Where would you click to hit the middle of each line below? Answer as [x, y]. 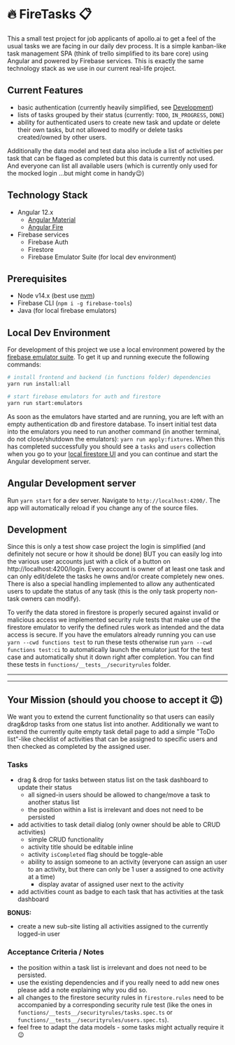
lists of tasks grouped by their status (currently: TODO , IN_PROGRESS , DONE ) [121, 114]
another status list [54, 802]
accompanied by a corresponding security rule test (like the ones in [115, 1004]
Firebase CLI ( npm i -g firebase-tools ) [75, 303]
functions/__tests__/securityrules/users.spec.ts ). [93, 1020]
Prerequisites [37, 279]
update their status [44, 787]
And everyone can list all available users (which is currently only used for [113, 166]
